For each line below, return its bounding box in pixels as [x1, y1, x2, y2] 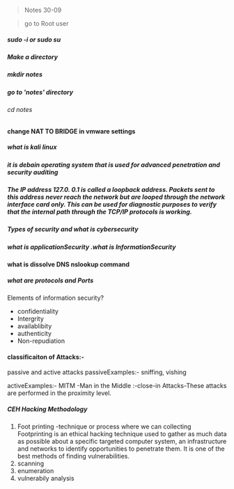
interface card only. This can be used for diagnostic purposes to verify [7, 200, 217, 209]
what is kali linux [7, 143, 57, 152]
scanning [17, 459, 44, 468]
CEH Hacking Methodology [7, 405, 88, 413]
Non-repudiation [17, 337, 65, 345]
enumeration [17, 467, 54, 475]
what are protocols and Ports [7, 276, 94, 284]
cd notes [7, 106, 33, 114]
